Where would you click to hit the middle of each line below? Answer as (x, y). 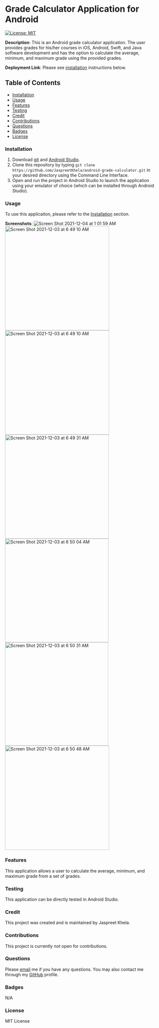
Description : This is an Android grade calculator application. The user (75, 42)
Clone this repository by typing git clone (53, 165)
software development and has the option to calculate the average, (72, 53)
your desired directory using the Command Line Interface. (70, 175)
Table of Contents (33, 83)
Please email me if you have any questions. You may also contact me (74, 969)
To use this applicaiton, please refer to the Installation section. (67, 214)
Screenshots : (19, 224)
